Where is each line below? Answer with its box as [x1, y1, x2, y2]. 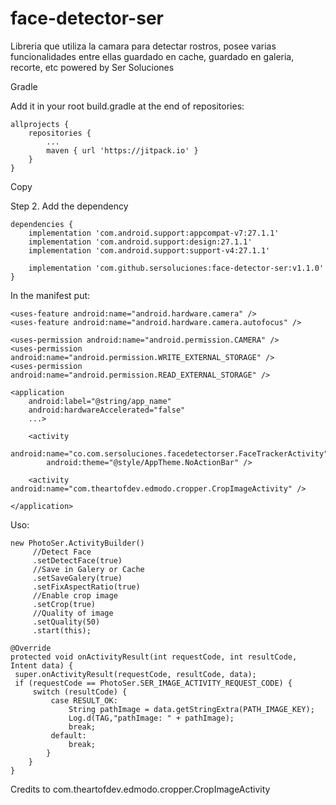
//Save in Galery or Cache [32, 564, 145, 574]
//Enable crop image [32, 590, 118, 601]
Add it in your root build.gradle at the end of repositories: [10, 100, 245, 112]
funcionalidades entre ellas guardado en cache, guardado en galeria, [10, 50, 295, 62]
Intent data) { [10, 660, 74, 671]
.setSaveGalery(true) [32, 573, 123, 583]
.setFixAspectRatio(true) [32, 582, 141, 592]
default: [50, 730, 87, 741]
